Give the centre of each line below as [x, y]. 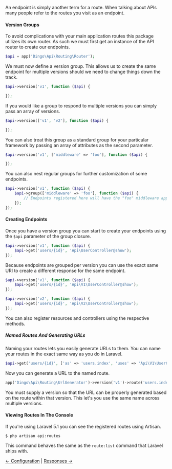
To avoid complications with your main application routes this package [80, 36]
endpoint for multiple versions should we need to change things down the [83, 72]
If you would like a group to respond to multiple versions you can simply [81, 105]
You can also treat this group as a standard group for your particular [77, 140]
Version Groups [22, 25]
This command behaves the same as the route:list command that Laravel [84, 445]
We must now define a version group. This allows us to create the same [81, 66]
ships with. [17, 451]
